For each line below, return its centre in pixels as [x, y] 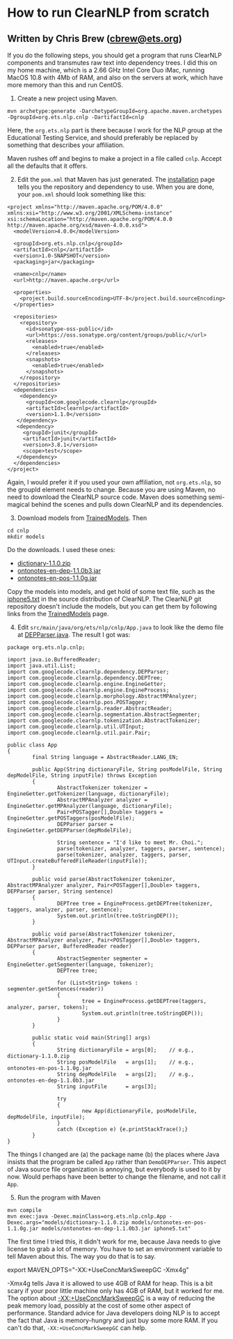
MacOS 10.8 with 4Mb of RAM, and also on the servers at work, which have [115, 77]
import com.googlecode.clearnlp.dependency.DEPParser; [88, 672]
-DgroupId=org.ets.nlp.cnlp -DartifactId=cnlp [76, 117]
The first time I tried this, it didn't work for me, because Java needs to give [114, 1241]
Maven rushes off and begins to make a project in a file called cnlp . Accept [114, 159]
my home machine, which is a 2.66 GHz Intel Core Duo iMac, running [106, 70]
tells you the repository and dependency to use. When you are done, [115, 187]
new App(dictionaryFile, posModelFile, [139, 1111]
